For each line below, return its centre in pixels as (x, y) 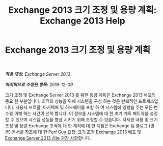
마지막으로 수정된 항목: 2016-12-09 (39, 85)
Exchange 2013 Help (82, 21)
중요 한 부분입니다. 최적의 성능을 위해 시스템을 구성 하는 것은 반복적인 (71, 101)
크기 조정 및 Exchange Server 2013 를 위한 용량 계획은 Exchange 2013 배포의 (81, 95)
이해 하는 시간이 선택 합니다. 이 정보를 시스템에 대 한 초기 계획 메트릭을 (81, 113)
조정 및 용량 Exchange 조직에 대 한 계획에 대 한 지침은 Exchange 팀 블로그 (77, 125)
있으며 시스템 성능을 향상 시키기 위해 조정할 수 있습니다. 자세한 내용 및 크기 (87, 119)
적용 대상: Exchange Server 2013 (38, 74)
